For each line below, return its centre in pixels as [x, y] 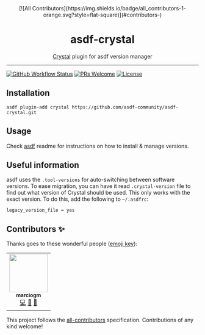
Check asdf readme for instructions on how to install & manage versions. [98, 146]
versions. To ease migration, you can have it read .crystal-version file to [99, 186]
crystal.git [21, 112]
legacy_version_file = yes [41, 211]
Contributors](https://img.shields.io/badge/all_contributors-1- [109, 8]
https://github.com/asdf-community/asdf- [125, 107]
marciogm [29, 295]
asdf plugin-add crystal [38, 107]
